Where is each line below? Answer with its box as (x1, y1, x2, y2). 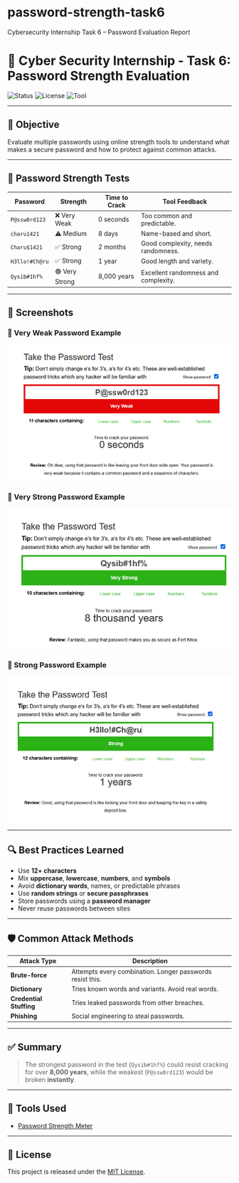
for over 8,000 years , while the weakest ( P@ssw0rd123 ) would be (24, 1068, 213, 1076)
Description (132, 957, 169, 965)
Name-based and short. (141, 229, 212, 238)
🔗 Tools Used (7, 1103, 67, 1115)
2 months (98, 243, 127, 251)
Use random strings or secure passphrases (17, 889, 149, 898)
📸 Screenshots (7, 307, 74, 319)
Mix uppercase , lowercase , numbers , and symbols (17, 874, 171, 883)
